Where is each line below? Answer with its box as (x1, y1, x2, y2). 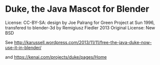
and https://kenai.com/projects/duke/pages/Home (5, 54, 107, 60)
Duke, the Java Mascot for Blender (5, 3, 149, 15)
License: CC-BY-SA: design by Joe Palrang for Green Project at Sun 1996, (5, 20, 155, 25)
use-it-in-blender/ (5, 44, 42, 50)
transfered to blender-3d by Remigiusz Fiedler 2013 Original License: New (5, 24, 156, 30)
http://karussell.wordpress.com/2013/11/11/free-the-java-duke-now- (14, 39, 152, 45)
